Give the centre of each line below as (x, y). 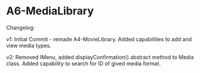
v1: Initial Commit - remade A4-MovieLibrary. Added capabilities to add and (99, 39)
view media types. (29, 45)
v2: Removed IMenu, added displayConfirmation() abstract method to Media (100, 57)
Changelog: (20, 28)
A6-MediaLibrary (50, 11)
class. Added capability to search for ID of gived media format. (84, 63)
